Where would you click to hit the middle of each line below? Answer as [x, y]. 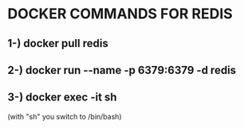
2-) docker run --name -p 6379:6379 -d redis [122, 70]
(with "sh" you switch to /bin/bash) [65, 116]
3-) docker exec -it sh [62, 98]
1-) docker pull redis [58, 43]
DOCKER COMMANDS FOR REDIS [120, 14]
